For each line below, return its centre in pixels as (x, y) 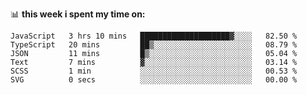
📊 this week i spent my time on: (78, 14)
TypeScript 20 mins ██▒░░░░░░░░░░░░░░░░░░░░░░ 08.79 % (154, 45)
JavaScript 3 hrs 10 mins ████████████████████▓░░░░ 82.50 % (154, 36)
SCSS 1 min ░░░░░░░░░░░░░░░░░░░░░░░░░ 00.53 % (154, 71)
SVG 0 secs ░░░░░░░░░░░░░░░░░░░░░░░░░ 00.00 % (154, 80)
